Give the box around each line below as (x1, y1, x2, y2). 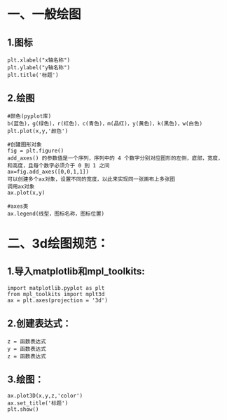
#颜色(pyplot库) (7, 113, 52, 120)
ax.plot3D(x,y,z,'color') (7, 393, 83, 400)
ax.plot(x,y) (7, 189, 46, 196)
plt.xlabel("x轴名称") (7, 57, 71, 64)
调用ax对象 (7, 183, 35, 190)
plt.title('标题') (7, 71, 59, 78)
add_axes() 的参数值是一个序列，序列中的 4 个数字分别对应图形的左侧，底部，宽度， (7, 155, 223, 162)
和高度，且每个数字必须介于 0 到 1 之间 (7, 162, 110, 169)
